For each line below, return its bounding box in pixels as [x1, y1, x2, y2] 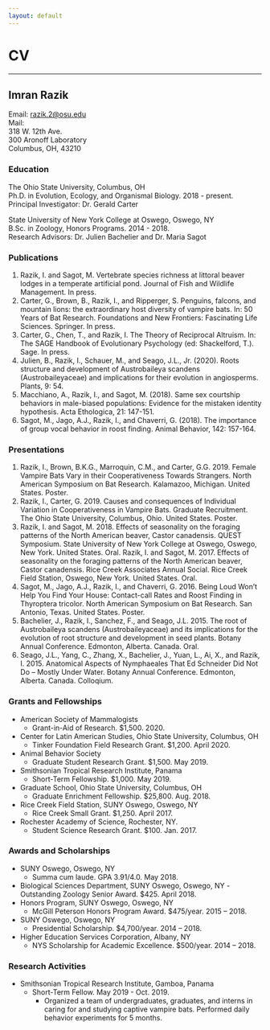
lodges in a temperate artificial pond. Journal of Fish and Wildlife [19, 278, 235, 288]
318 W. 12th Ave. [8, 126, 63, 137]
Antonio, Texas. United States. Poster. [19, 608, 145, 618]
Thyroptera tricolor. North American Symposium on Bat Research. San [19, 599, 253, 609]
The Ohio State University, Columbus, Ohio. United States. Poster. [19, 514, 238, 523]
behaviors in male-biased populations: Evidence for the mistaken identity [19, 398, 262, 408]
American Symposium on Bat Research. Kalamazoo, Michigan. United [19, 479, 251, 489]
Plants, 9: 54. [19, 381, 64, 391]
